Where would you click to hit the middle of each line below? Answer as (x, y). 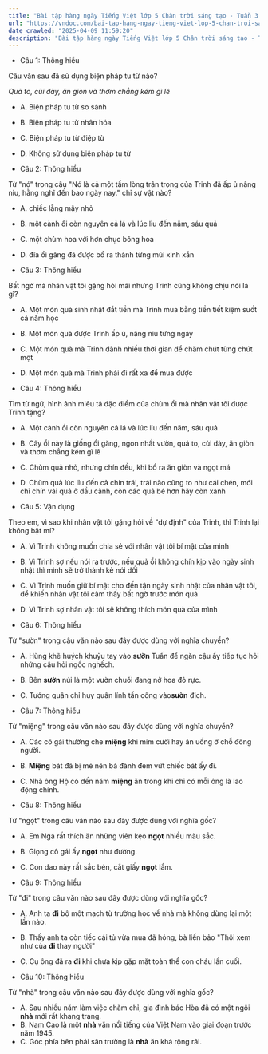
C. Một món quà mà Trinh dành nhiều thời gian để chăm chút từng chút (136, 349)
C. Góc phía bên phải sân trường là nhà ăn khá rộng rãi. (110, 1042)
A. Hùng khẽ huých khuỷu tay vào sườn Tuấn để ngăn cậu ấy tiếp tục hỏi (139, 656)
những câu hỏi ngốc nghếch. (67, 664)
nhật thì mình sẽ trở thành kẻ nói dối (79, 570)
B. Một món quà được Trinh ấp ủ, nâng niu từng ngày (106, 334)
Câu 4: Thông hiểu (50, 389)
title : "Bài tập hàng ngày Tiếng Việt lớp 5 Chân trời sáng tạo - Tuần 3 (134, 16)
